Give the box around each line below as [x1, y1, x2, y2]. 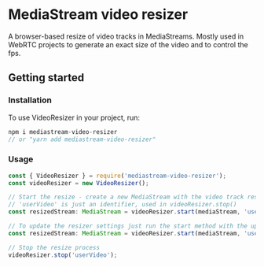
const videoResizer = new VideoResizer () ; [8, 179, 149, 187]
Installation [8, 95, 53, 106]
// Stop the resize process [8, 243, 101, 251]
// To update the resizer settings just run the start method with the [8, 222, 247, 230]
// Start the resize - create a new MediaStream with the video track [8, 193, 244, 202]
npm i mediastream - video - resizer [8, 128, 118, 135]
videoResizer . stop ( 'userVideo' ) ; [8, 250, 118, 259]
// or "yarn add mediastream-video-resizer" [8, 135, 156, 143]
